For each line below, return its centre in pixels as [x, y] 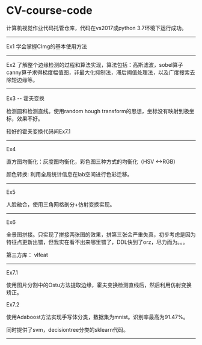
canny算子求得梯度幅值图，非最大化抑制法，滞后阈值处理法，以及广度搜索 [98, 72]
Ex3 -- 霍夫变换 [26, 98]
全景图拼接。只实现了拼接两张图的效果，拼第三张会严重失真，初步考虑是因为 [101, 234]
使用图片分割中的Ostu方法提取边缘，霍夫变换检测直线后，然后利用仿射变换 [99, 285]
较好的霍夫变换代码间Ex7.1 [38, 131]
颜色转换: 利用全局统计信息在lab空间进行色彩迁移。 [69, 174]
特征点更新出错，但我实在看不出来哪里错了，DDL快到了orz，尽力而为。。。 [97, 242]
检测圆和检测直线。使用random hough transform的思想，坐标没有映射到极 [98, 111]
